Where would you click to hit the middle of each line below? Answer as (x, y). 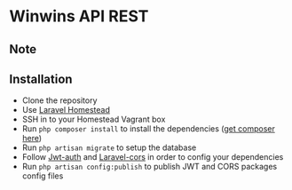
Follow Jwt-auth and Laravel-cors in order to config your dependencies (153, 157)
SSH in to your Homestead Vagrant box (94, 119)
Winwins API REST (79, 16)
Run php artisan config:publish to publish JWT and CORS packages (150, 167)
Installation (41, 79)
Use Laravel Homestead (66, 110)
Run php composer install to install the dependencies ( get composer (148, 129)
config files (43, 176)
